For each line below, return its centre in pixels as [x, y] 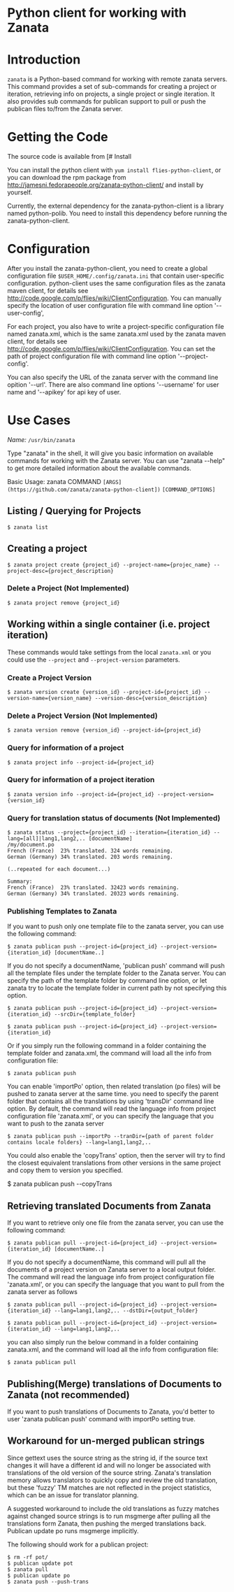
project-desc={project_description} [60, 571]
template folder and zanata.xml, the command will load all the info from [109, 1053]
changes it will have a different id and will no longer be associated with [109, 1465]
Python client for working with [97, 13]
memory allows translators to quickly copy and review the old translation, [112, 1480]
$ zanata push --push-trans [48, 1582]
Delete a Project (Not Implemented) [68, 588]
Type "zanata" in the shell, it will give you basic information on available [110, 453]
